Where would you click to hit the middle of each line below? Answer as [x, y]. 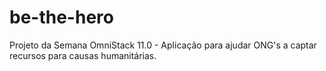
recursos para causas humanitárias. [83, 55]
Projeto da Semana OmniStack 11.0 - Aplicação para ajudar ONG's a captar [163, 45]
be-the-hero [61, 17]
